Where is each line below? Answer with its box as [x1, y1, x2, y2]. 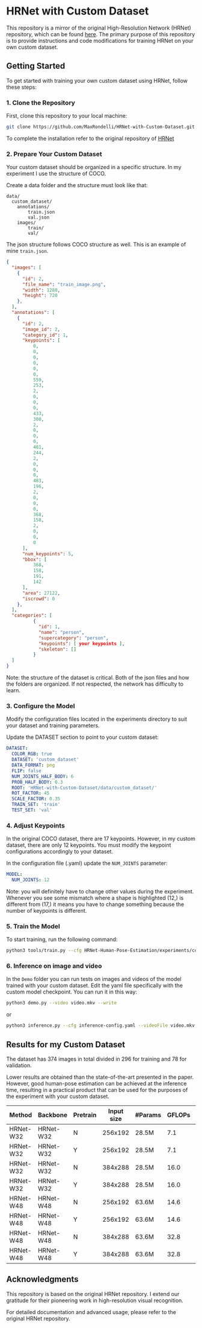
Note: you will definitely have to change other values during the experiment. [6, 887, 194, 895]
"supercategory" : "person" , [38, 635, 109, 641]
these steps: [6, 83, 37, 91]
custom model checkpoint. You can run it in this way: [6, 988, 137, 995]
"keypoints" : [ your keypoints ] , [38, 640, 125, 646]
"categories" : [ [11, 613, 52, 619]
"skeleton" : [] [38, 646, 77, 653]
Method [9, 1111, 32, 1119]
